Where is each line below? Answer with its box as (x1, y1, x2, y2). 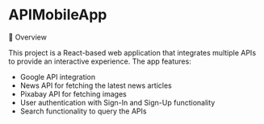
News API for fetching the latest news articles (19, 81, 172, 90)
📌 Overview (8, 32, 47, 42)
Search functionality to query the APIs (19, 106, 147, 116)
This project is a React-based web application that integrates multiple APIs (8, 48, 257, 57)
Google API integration (19, 72, 96, 81)
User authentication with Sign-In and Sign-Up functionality (19, 97, 216, 107)
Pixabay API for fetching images (19, 89, 127, 98)
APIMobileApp (8, 6, 107, 24)
